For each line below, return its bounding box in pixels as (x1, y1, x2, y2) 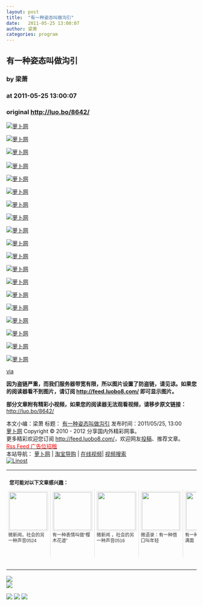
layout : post (6, 8, 39, 15)
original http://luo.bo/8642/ (6, 108, 90, 116)
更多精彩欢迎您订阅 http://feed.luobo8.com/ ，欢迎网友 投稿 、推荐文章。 (6, 435, 184, 442)
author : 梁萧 (6, 25, 37, 32)
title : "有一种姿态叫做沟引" (6, 15, 74, 21)
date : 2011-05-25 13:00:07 (6, 20, 80, 26)
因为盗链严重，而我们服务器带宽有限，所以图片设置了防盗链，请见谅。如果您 (6, 380, 197, 387)
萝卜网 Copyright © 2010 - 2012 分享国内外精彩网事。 (6, 427, 140, 435)
